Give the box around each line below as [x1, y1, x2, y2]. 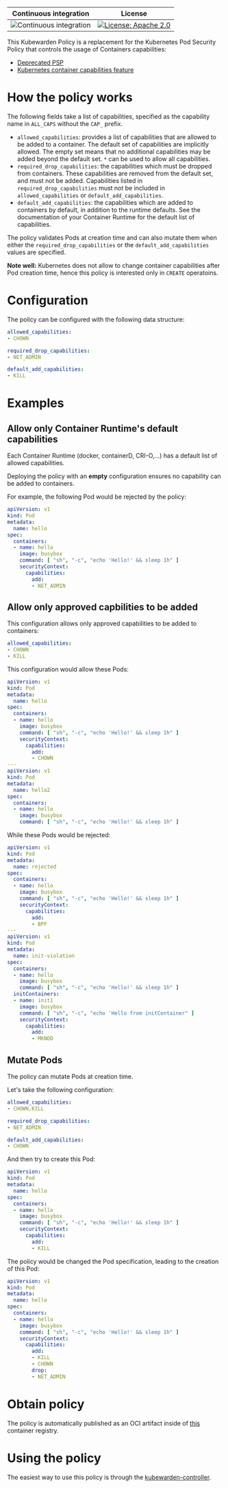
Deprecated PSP [16, 58, 64, 66]
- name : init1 [13, 997, 53, 1004]
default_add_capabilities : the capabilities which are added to [16, 198, 194, 206]
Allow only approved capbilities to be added [7, 601, 199, 612]
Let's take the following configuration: [7, 1086, 114, 1093]
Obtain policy [7, 1396, 85, 1412]
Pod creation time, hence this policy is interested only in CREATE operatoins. [7, 269, 218, 277]
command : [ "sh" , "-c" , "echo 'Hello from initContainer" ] [19, 1010, 194, 1017]
